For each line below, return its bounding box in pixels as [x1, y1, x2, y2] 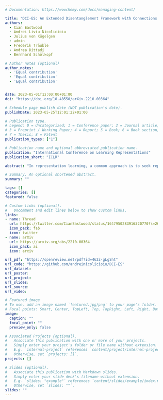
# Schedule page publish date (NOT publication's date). [5, 105, 123, 110]
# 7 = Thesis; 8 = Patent [5, 132, 57, 137]
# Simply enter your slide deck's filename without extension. [5, 374, 140, 379]
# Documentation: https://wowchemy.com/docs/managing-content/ [5, 7, 136, 12]
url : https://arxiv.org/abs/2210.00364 [9, 239, 90, 244]
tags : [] [5, 185, 23, 190]
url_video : [5, 289, 27, 294]
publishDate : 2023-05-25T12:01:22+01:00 [5, 110, 88, 115]
